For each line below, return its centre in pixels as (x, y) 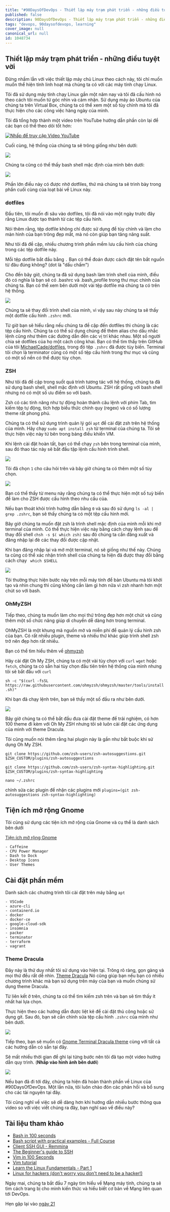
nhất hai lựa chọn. (24, 1001)
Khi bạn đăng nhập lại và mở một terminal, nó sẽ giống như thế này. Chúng (83, 550)
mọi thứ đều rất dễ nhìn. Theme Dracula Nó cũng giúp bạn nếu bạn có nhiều (85, 975)
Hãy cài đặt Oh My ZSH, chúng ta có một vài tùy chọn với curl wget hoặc (81, 661)
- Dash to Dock (21, 856)
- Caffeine (17, 847)
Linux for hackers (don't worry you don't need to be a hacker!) (77, 1173)
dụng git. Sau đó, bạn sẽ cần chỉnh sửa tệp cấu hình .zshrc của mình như (82, 1017)
